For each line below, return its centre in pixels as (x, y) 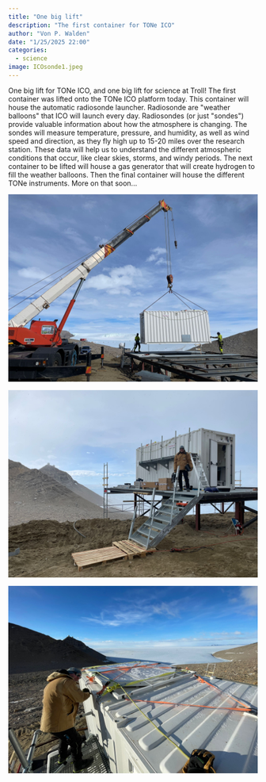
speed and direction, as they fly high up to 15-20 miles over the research (127, 141)
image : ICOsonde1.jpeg (46, 67)
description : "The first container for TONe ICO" (92, 25)
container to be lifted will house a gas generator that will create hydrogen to (132, 166)
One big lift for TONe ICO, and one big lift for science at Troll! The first (122, 90)
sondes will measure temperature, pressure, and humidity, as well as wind (129, 132)
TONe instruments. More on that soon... (73, 183)
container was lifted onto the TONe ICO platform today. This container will (129, 98)
